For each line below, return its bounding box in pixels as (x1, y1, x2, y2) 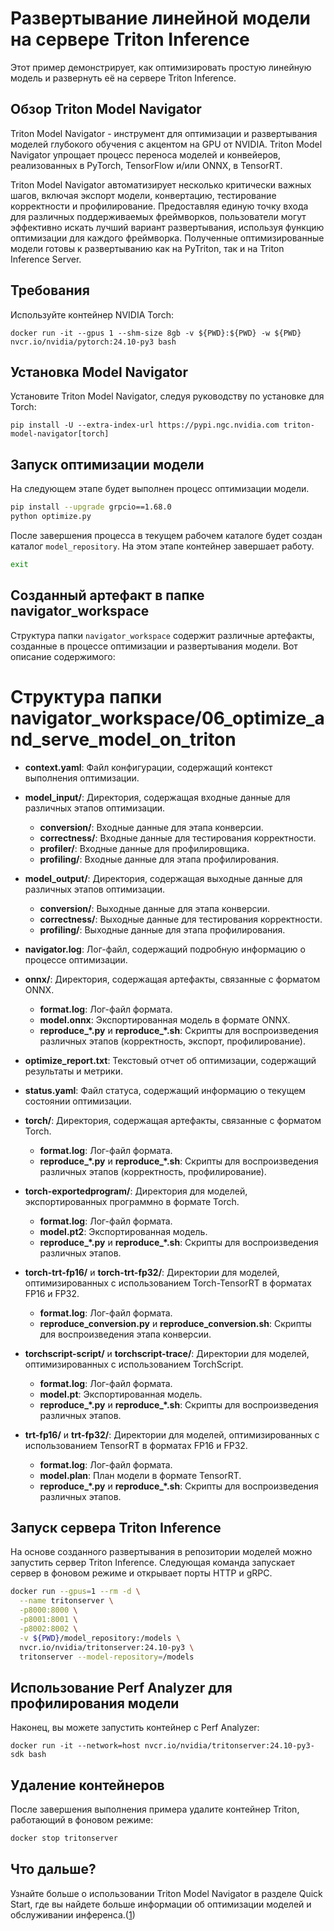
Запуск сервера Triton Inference (10, 1519, 222, 1536)
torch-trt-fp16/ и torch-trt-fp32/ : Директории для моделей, (24, 1266, 280, 1278)
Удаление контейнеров (10, 1777, 165, 1794)
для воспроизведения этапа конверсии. (39, 1328, 212, 1340)
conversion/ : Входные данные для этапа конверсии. (39, 821, 264, 833)
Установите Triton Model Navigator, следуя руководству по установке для (10, 390, 325, 402)
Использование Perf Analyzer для (10, 1679, 233, 1696)
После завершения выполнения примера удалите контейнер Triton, (10, 1803, 300, 1815)
